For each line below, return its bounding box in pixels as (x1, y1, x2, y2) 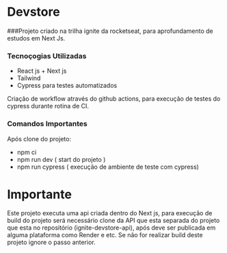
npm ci (16, 148, 37, 156)
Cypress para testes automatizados (16, 82, 118, 90)
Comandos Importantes (7, 119, 88, 129)
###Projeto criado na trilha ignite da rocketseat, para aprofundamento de (7, 27, 213, 35)
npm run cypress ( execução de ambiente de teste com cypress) (16, 162, 200, 171)
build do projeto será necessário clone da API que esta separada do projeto (7, 217, 220, 225)
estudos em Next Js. (7, 34, 66, 42)
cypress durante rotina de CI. (7, 102, 90, 110)
